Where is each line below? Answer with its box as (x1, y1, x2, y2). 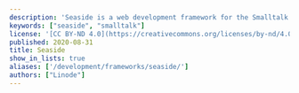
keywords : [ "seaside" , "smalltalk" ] (9, 21, 145, 30)
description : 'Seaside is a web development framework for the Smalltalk (9, 12, 289, 22)
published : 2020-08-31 (9, 37, 93, 47)
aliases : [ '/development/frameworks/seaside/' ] (9, 63, 190, 72)
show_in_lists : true (9, 54, 86, 63)
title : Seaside (9, 46, 66, 55)
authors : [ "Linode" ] (9, 71, 86, 80)
